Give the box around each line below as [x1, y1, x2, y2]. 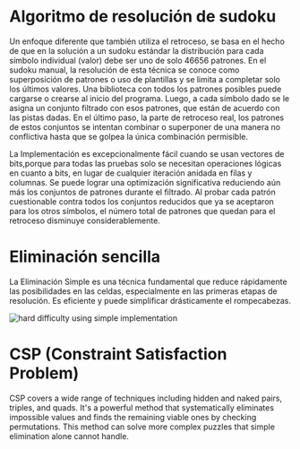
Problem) [9, 363, 80, 384]
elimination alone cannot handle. [9, 430, 130, 441]
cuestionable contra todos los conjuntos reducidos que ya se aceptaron [9, 195, 275, 207]
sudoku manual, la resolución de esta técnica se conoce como [9, 65, 240, 75]
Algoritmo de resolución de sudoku [9, 6, 277, 27]
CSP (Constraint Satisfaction [9, 344, 227, 365]
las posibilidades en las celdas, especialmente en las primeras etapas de [9, 285, 278, 297]
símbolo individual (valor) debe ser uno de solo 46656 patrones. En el [9, 55, 267, 65]
